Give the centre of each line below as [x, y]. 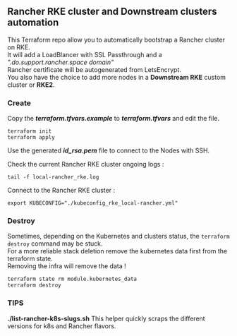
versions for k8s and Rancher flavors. [62, 326]
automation [33, 23]
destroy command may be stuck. [55, 244]
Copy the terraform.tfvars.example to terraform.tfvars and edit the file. [114, 119]
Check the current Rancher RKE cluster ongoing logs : [86, 164]
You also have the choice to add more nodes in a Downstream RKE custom [117, 77]
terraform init [30, 131]
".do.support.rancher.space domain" [61, 62]
